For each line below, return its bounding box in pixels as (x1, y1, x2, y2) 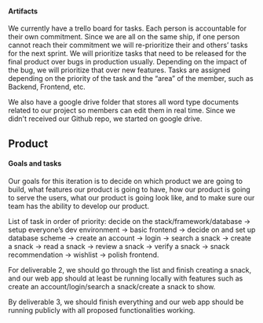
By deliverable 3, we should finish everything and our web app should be (8, 297, 244, 306)
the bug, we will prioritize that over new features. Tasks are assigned (8, 65, 231, 75)
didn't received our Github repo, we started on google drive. (8, 114, 203, 123)
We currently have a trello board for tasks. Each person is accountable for (8, 24, 247, 33)
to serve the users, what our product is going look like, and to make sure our (8, 193, 255, 202)
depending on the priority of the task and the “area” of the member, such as (8, 74, 254, 83)
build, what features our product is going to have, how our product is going (8, 185, 251, 194)
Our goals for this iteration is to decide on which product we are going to (8, 176, 243, 185)
